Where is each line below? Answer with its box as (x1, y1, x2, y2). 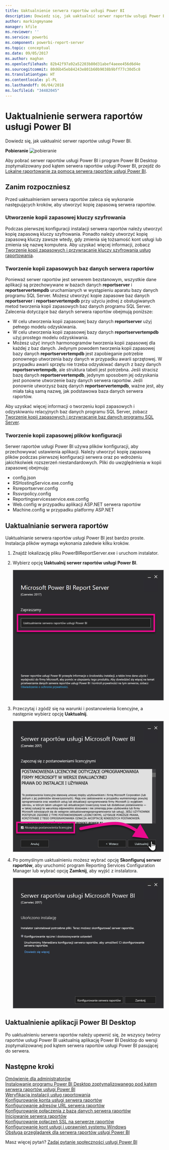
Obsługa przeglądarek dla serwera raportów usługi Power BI (5, 1129, 130, 1135)
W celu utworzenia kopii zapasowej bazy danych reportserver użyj (12, 319, 152, 325)
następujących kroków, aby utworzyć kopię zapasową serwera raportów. (5, 201, 156, 207)
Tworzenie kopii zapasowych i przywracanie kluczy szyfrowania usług (5, 247, 151, 253)
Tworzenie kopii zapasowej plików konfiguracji (5, 432, 122, 439)
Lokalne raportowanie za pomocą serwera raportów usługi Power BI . (5, 168, 147, 174)
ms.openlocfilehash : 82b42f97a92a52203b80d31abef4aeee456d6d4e (5, 61, 141, 67)
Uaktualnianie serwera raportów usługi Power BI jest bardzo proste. (5, 535, 145, 541)
